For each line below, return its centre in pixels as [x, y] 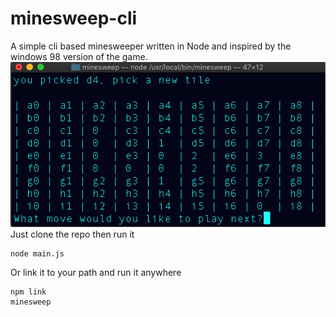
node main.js [37, 253]
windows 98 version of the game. [79, 56]
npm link [28, 292]
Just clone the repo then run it [72, 234]
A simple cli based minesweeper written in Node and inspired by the [151, 46]
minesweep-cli [74, 18]
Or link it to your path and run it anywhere [96, 272]
